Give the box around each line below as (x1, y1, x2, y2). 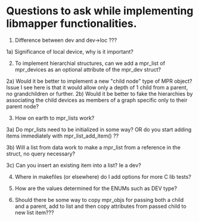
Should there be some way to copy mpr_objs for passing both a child (14, 196, 184, 203)
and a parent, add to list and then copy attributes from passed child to (14, 203, 186, 210)
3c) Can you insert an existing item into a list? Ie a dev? (6, 161, 141, 169)
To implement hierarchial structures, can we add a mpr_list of (14, 60, 166, 67)
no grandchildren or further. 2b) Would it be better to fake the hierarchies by (6, 90, 193, 97)
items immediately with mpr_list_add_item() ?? (6, 132, 119, 139)
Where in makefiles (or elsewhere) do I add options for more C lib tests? (14, 173, 192, 180)
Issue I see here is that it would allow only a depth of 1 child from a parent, (6, 83, 188, 91)
